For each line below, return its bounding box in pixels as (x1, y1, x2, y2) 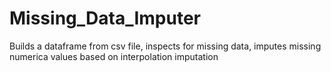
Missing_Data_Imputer (9, 7, 201, 30)
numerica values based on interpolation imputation (9, 50, 219, 62)
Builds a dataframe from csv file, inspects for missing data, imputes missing (9, 40, 322, 52)
